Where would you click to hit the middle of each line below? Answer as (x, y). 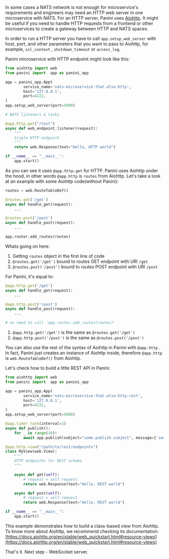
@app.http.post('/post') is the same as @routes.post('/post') (78, 338)
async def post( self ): (38, 493)
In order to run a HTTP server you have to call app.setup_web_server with (81, 38)
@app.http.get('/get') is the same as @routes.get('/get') (74, 332)
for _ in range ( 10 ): (36, 433)
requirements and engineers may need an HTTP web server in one (74, 13)
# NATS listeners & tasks (32, 115)
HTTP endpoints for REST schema (48, 461)
